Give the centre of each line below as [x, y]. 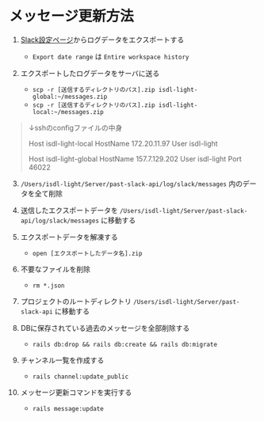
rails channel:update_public [80, 377]
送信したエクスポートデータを [69, 210]
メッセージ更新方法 [71, 16]
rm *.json [49, 286]
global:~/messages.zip [70, 97]
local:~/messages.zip [68, 112]
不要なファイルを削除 [55, 269]
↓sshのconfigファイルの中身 [75, 127]
